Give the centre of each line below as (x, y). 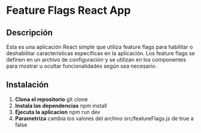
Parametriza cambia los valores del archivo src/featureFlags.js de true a (104, 118)
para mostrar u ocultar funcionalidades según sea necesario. (82, 66)
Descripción (29, 33)
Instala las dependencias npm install (61, 105)
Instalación (28, 85)
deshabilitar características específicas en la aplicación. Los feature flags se (100, 53)
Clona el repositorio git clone (51, 99)
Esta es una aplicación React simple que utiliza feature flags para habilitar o (100, 47)
